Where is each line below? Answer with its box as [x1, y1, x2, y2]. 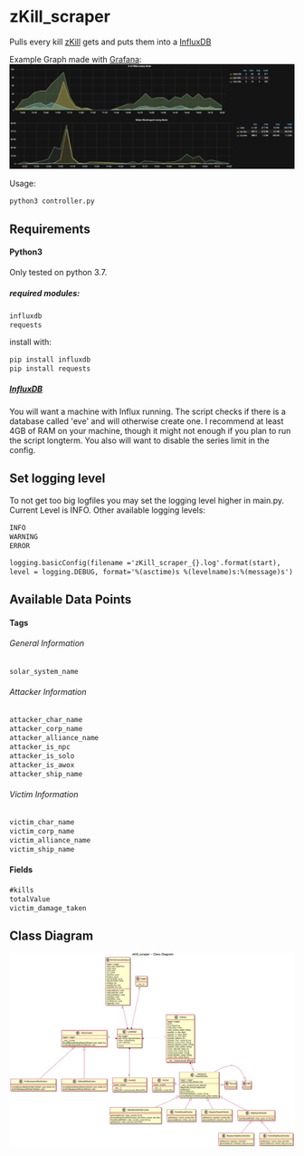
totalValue [9, 894, 51, 903]
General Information [9, 638, 85, 649]
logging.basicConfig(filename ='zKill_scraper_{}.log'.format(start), [9, 558, 281, 567]
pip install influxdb [9, 355, 91, 364]
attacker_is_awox [9, 761, 75, 770]
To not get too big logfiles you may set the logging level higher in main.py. [9, 495, 285, 506]
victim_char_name [9, 818, 75, 827]
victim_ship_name [9, 845, 75, 854]
